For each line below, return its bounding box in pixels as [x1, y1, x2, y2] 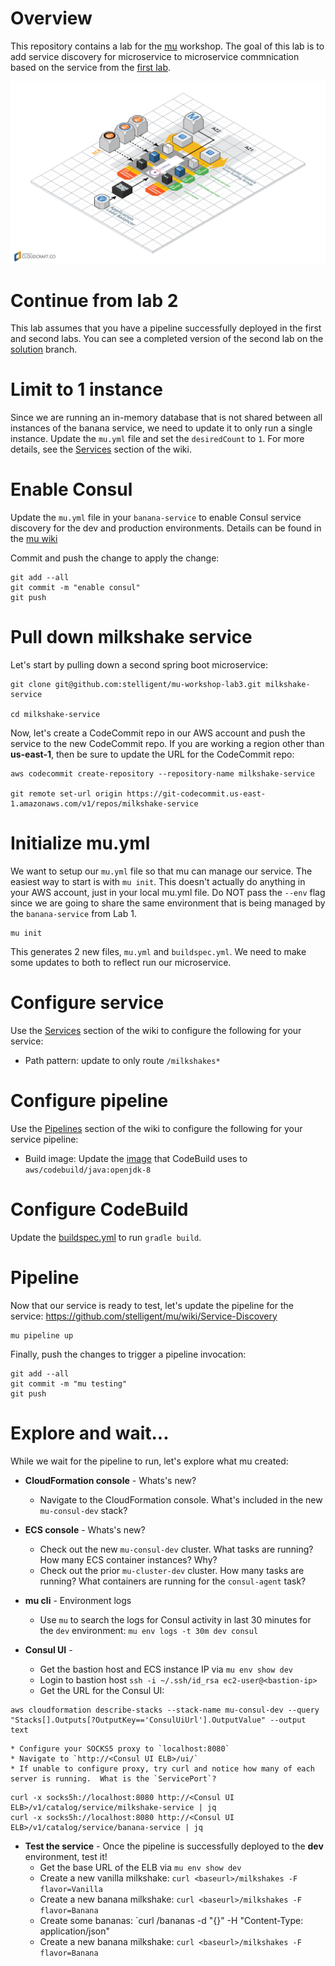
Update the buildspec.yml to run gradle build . [10, 1231, 202, 1243]
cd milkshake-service [10, 710, 101, 720]
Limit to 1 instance [10, 378, 163, 401]
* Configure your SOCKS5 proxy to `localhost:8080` [10, 1743, 230, 1754]
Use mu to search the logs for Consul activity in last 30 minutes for [39, 1613, 312, 1626]
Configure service [10, 992, 165, 1014]
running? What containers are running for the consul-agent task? [39, 1575, 307, 1587]
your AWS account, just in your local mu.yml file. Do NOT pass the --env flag [10, 887, 326, 898]
